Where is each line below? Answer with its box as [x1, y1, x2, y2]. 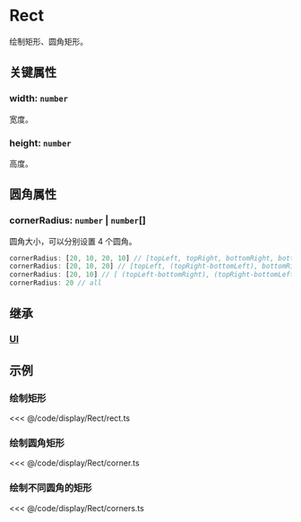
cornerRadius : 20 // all [9, 278, 102, 287]
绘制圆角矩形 [9, 437, 65, 449]
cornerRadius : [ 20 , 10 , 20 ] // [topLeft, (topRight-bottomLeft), [9, 261, 258, 271]
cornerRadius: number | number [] [9, 214, 146, 227]
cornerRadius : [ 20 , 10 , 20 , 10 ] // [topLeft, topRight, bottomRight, [9, 253, 275, 262]
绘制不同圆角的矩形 [9, 482, 92, 494]
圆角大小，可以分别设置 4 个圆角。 [9, 235, 137, 246]
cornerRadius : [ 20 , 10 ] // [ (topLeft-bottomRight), [9, 270, 211, 279]
